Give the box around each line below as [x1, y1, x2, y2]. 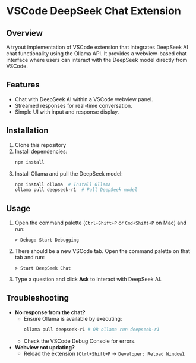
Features [6, 80, 40, 90]
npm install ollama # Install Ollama [14, 181, 111, 187]
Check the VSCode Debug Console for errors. [23, 337, 136, 345]
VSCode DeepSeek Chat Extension [6, 4, 181, 18]
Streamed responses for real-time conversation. [14, 102, 132, 109]
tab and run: [14, 254, 45, 261]
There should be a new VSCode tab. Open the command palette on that [14, 248, 191, 255]
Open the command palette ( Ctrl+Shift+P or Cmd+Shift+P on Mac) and [14, 219, 187, 227]
